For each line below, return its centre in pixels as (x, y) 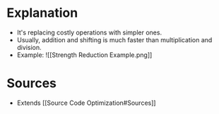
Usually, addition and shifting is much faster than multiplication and (114, 39)
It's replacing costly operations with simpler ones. (89, 32)
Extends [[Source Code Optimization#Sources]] (86, 103)
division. (29, 47)
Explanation (42, 13)
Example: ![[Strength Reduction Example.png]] (84, 55)
